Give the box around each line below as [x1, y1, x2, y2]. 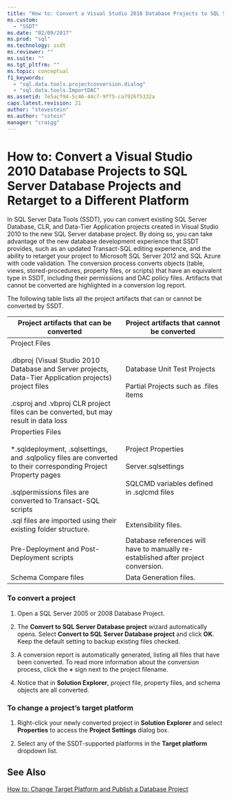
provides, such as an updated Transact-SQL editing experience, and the [7, 245, 211, 253]
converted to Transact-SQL [10, 496, 100, 506]
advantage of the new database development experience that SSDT [7, 237, 199, 245]
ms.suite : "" [7, 55, 45, 62]
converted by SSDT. [7, 302, 64, 310]
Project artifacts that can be [17, 318, 112, 328]
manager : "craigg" [7, 119, 60, 126]
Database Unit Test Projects [125, 365, 215, 374]
